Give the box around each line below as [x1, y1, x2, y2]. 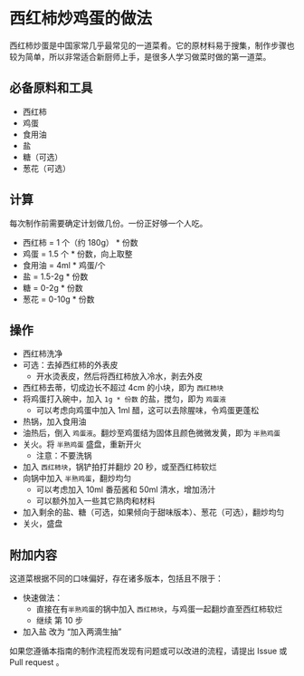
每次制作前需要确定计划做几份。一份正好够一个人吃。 [9, 217, 208, 228]
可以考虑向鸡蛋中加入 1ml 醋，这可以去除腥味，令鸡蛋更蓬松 [35, 405, 260, 416]
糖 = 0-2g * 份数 [22, 282, 83, 293]
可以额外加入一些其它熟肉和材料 [35, 496, 156, 507]
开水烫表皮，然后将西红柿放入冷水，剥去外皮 [35, 371, 204, 381]
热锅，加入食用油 [22, 416, 87, 427]
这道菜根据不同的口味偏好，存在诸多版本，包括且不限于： [9, 573, 223, 584]
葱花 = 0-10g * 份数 [22, 294, 95, 304]
